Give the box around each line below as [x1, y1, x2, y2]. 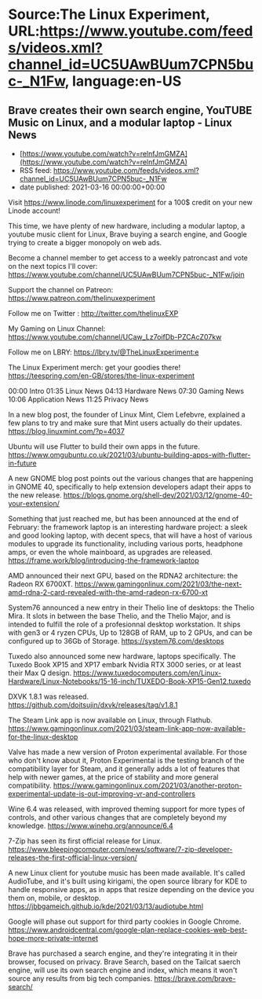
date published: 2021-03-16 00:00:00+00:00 [19, 182, 166, 192]
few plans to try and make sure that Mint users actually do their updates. [8, 418, 242, 428]
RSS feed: [19, 166, 53, 174]
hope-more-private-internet [8, 934, 98, 942]
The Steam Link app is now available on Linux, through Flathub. [8, 715, 213, 725]
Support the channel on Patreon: [8, 285, 114, 294]
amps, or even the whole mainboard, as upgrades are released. [8, 548, 213, 556]
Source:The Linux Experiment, [8, 6, 210, 24]
